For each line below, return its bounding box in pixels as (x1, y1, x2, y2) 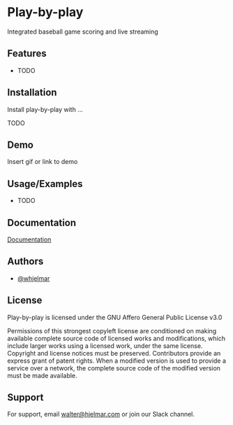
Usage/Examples (7, 178, 83, 190)
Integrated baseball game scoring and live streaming (7, 27, 158, 36)
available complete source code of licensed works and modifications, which (7, 334, 225, 342)
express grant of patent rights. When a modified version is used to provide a (7, 356, 227, 365)
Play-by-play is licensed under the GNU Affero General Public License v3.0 (7, 313, 223, 321)
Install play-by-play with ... (7, 105, 84, 113)
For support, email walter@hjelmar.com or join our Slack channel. (7, 410, 195, 419)
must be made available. (7, 371, 78, 379)
